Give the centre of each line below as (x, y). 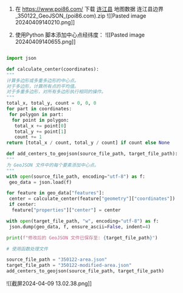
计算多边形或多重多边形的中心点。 (43, 80)
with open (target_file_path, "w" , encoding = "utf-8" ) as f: (83, 221)
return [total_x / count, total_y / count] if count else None (88, 143)
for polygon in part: (36, 115)
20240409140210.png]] (45, 22)
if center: (22, 205)
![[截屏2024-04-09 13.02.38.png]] (49, 283)
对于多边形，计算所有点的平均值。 (43, 86)
